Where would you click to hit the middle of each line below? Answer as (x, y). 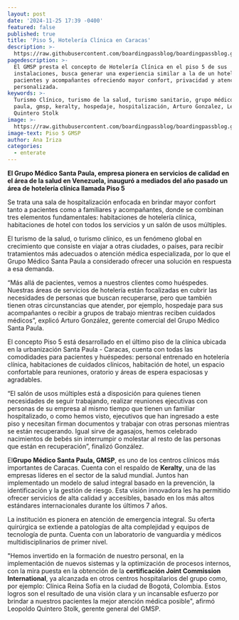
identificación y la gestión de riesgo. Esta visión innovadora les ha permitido (119, 490)
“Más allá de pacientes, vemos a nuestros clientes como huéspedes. (108, 283)
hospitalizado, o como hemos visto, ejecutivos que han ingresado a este (113, 416)
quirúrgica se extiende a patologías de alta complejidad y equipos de (108, 527)
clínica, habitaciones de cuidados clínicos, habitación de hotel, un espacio (116, 364)
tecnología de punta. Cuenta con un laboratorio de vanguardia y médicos (115, 534)
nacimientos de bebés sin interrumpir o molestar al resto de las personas (114, 439)
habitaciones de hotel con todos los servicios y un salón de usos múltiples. (117, 225)
